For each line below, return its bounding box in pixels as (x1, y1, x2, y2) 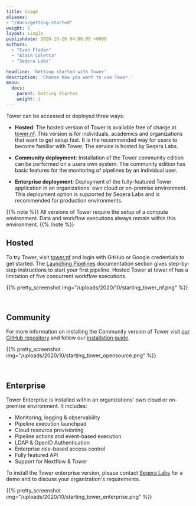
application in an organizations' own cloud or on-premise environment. (14, 184, 187, 191)
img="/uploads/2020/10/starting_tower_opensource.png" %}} (6, 352, 156, 359)
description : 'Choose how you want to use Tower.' (6, 74, 133, 80)
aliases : (6, 14, 28, 20)
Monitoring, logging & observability (14, 414, 100, 421)
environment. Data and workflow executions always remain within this (6, 214, 176, 221)
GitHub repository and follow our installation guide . (6, 334, 130, 341)
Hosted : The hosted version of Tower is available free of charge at (14, 123, 177, 130)
